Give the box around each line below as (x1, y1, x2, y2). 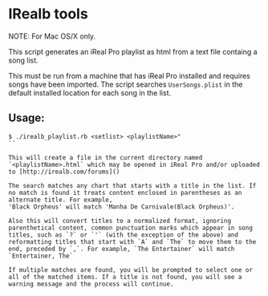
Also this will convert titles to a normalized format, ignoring (8, 217, 231, 225)
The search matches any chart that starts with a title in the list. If (8, 181, 257, 189)
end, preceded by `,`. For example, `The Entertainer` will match (8, 245, 235, 253)
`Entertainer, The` (8, 252, 74, 260)
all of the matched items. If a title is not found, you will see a (8, 273, 242, 281)
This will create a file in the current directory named (8, 153, 203, 161)
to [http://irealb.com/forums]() (8, 168, 120, 176)
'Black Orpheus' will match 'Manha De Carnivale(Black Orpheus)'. (8, 202, 235, 211)
